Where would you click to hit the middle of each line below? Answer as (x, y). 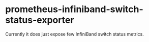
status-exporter (40, 20)
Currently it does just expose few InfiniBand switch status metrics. (74, 34)
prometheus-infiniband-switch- (74, 9)
